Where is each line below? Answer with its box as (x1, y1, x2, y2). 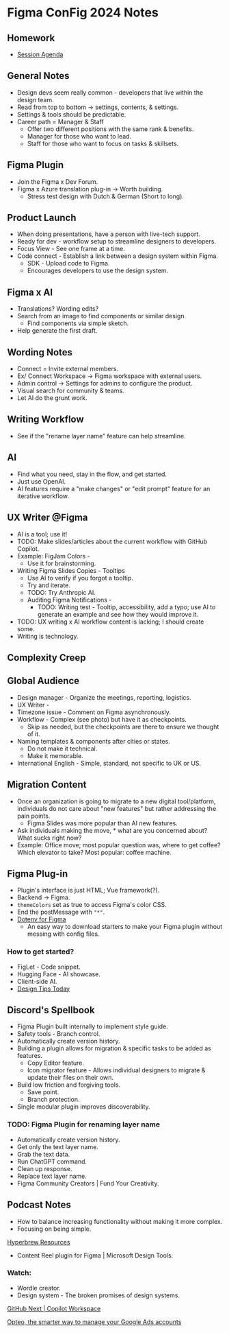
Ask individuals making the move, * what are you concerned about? (16, 826, 208, 834)
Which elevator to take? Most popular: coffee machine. (16, 848, 172, 856)
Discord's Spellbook (7, 1004, 95, 1016)
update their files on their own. (27, 1074, 114, 1082)
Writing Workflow (7, 414, 84, 425)
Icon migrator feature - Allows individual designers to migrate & (27, 1066, 206, 1074)
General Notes (7, 70, 70, 82)
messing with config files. (27, 930, 100, 938)
